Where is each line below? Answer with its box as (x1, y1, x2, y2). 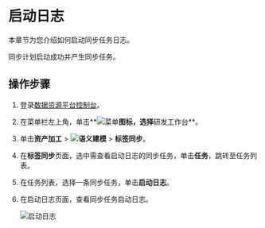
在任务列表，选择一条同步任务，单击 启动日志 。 (19, 177, 173, 187)
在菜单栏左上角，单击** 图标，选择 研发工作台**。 (19, 117, 203, 126)
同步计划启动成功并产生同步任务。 (8, 52, 120, 61)
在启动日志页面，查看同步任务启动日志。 (19, 194, 153, 203)
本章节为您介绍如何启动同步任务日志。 (8, 35, 134, 44)
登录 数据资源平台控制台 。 (19, 100, 104, 110)
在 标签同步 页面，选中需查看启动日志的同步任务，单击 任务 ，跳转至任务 (19, 150, 251, 160)
